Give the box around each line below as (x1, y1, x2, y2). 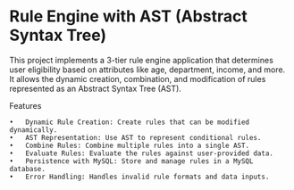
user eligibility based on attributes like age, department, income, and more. (9, 64, 286, 75)
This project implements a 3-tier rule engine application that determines (9, 54, 274, 65)
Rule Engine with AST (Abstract (9, 6, 248, 27)
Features (9, 100, 42, 111)
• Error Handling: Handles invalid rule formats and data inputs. (9, 172, 270, 181)
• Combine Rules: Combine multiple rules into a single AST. (9, 141, 250, 150)
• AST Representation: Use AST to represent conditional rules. (9, 133, 262, 142)
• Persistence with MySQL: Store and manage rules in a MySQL (9, 156, 254, 166)
